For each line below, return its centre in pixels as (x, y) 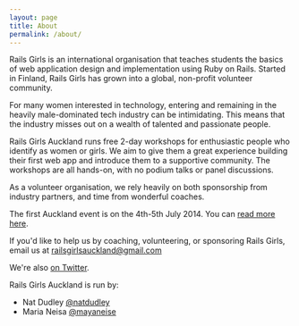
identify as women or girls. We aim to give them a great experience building (149, 151)
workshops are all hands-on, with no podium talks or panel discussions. (142, 170)
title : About (34, 26)
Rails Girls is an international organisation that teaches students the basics (146, 60)
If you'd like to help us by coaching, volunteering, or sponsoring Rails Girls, (147, 241)
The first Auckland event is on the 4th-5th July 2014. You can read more (142, 214)
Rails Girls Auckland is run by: (64, 285)
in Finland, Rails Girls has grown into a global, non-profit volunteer (131, 79)
